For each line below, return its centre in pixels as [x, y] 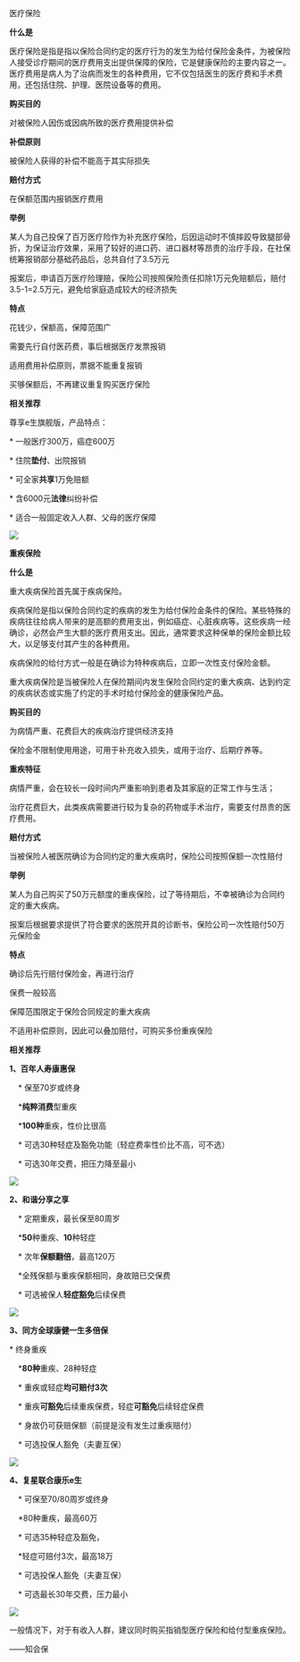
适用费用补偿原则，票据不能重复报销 [76, 365]
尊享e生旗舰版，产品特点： [59, 422]
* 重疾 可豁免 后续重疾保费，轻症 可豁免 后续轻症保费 [111, 1406]
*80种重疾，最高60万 [58, 1518]
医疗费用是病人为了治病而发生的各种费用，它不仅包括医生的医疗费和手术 [142, 73]
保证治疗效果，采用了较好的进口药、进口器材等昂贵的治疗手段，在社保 [162, 248]
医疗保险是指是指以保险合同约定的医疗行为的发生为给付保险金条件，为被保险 [150, 51]
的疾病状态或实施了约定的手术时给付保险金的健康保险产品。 [119, 693]
